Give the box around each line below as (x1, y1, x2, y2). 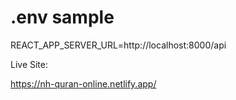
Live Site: (10, 58, 49, 70)
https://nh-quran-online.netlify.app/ (10, 77, 157, 90)
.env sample (10, 6, 115, 29)
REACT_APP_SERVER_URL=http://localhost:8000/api (10, 39, 227, 51)
